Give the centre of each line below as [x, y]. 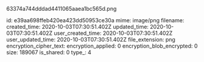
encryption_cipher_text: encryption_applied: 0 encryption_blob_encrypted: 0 [102, 46]
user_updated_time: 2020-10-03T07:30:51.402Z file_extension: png [91, 39]
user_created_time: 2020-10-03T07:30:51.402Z [113, 33]
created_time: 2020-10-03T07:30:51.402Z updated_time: [78, 27]
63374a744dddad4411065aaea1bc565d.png [62, 9]
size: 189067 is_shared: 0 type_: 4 [49, 52]
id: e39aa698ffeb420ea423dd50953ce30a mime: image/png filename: [95, 20]
